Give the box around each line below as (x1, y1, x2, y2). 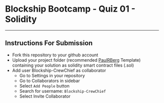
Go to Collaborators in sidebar (19, 78, 80, 84)
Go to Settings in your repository (19, 72, 85, 78)
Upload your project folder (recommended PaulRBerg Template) (12, 57, 141, 63)
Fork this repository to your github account (12, 52, 99, 58)
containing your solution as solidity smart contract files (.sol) (12, 62, 134, 68)
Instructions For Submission (5, 39, 93, 47)
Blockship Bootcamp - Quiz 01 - (5, 3, 136, 15)
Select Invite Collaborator (19, 93, 71, 99)
